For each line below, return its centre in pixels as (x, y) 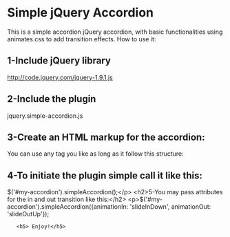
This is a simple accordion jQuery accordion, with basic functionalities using (115, 32)
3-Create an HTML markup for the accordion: (106, 137)
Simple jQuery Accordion (80, 13)
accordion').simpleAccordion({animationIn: (68, 207)
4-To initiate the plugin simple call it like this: (105, 175)
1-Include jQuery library (59, 61)
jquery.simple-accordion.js (45, 116)
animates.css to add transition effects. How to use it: (82, 39)
